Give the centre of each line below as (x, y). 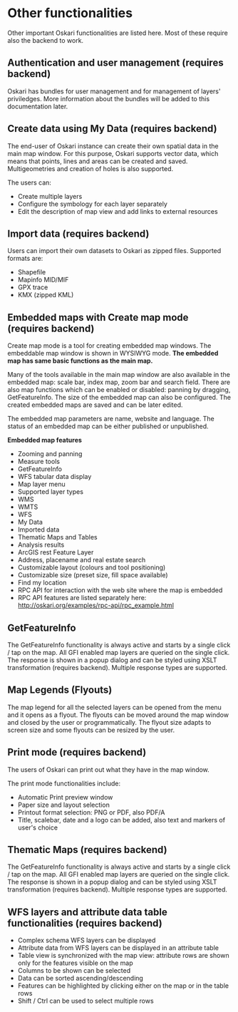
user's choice (38, 827)
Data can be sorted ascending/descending (81, 979)
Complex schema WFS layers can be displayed (87, 940)
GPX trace (33, 287)
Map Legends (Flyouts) (60, 690)
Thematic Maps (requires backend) (87, 850)
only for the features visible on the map (75, 963)
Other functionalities (70, 13)
